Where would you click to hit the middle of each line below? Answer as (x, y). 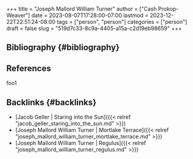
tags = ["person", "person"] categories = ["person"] (122, 22)
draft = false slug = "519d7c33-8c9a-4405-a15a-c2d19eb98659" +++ (94, 28)
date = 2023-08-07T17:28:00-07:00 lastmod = (90, 15)
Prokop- (168, 9)
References (29, 68)
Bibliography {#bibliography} (63, 47)
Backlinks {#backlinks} (51, 102)
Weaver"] (18, 15)
